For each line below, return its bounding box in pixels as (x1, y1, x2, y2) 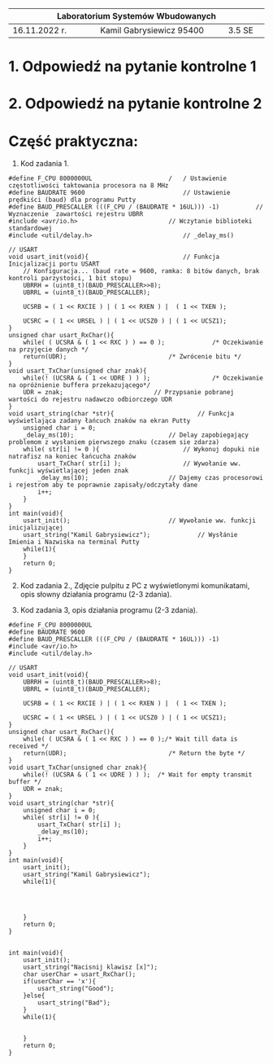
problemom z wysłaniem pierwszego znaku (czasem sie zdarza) (8, 438, 220, 446)
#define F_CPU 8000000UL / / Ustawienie (8, 174, 227, 182)
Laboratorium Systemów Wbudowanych (56, 11, 217, 21)
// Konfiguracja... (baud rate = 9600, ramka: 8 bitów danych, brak (23, 267, 260, 275)
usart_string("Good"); (37, 985, 115, 993)
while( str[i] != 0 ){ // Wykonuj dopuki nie (23, 446, 260, 454)
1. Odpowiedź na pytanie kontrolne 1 (8, 57, 257, 76)
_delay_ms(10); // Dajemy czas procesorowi (37, 474, 264, 482)
